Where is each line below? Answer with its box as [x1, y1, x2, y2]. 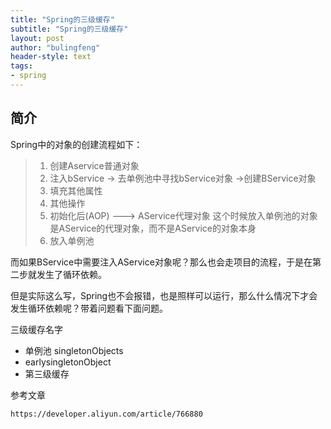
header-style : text [10, 52, 92, 62]
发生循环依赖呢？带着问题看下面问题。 [10, 302, 168, 314]
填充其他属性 [49, 184, 103, 196]
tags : [10, 61, 33, 71]
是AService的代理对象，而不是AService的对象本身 [49, 222, 257, 234]
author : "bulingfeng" [10, 42, 101, 53]
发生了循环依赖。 [36, 268, 107, 280]
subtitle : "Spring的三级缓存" [10, 24, 129, 34]
